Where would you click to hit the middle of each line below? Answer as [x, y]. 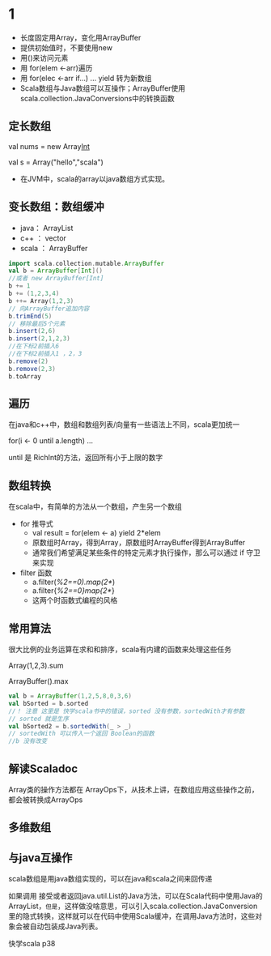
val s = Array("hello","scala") [56, 162]
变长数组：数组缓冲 [56, 207]
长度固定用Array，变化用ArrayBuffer [80, 37]
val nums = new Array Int [49, 146]
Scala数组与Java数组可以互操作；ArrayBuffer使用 [103, 88]
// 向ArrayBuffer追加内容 [49, 309]
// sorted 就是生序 [39, 719]
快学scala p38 [32, 944]
